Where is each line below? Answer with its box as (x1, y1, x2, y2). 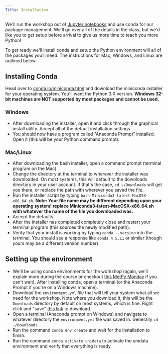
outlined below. (5, 57, 37, 63)
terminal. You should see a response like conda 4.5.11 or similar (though (12, 235, 162, 241)
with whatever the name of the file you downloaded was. (12, 208, 133, 214)
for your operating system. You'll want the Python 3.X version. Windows (5, 91, 155, 97)
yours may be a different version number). (12, 240, 100, 246)
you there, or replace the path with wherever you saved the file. (12, 187, 144, 193)
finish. (12, 332, 26, 338)
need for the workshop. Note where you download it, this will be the (12, 295, 153, 301)
